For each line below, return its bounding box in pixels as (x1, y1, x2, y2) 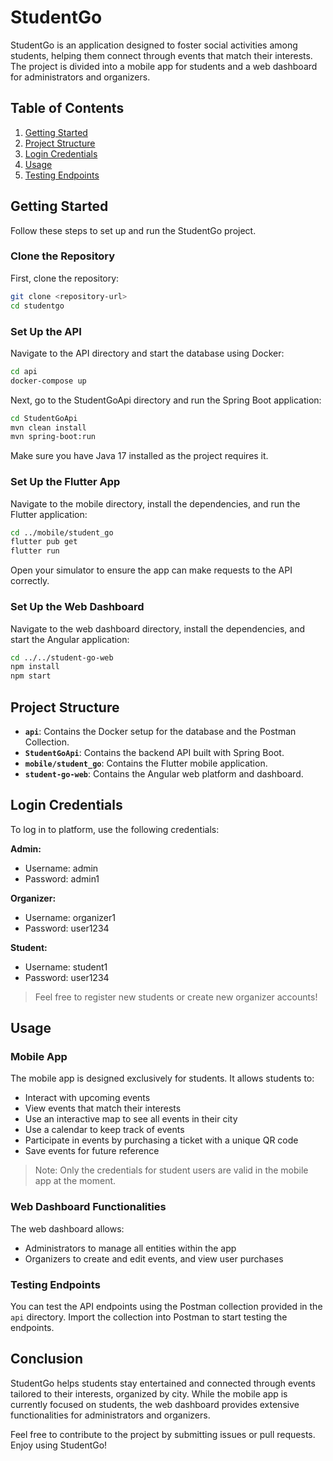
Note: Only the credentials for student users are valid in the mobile (34, 1164, 309, 1176)
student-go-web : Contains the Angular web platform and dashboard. (24, 767, 304, 780)
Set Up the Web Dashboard (10, 600, 145, 614)
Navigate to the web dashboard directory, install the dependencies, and (10, 622, 305, 635)
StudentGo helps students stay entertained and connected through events (10, 1377, 316, 1389)
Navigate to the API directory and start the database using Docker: (10, 347, 285, 359)
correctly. (10, 575, 50, 587)
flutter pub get (10, 537, 78, 547)
